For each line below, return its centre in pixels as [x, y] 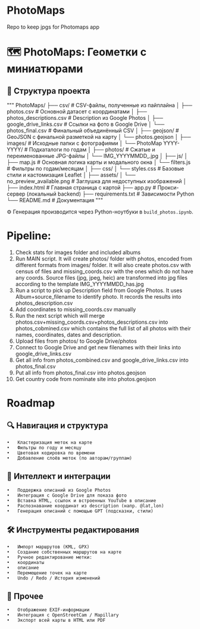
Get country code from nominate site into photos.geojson [86, 379]
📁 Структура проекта [49, 91]
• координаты [26, 562]
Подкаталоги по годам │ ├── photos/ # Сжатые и [92, 149]
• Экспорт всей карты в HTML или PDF [56, 621]
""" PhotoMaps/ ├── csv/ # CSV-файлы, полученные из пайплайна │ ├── [100, 105]
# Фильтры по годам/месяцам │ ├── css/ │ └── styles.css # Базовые [96, 168]
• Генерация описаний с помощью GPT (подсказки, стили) [80, 511]
